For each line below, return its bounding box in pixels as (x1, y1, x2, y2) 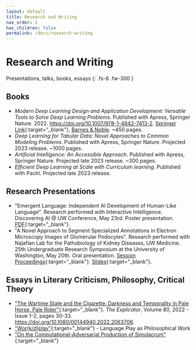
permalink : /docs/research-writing (6, 30, 93, 36)
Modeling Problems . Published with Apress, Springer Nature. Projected (14, 138, 185, 145)
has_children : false (6, 25, 57, 31)
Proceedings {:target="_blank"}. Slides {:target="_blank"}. (14, 258, 152, 265)
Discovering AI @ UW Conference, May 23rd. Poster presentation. (14, 214, 174, 221)
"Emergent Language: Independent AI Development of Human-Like (14, 202, 177, 209)
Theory (6, 284, 34, 294)
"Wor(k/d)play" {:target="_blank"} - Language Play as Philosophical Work (14, 324, 191, 331)
